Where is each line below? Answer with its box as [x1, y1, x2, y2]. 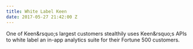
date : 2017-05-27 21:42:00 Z [6, 14, 78, 20]
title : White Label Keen [6, 8, 67, 15]
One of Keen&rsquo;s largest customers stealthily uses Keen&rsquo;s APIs [6, 30, 187, 37]
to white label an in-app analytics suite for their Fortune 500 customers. [6, 36, 180, 43]
